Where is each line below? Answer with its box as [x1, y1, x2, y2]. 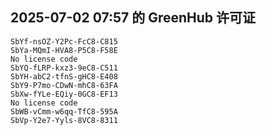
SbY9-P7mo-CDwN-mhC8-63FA [10, 80, 118, 90]
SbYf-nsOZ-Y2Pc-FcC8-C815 [10, 36, 118, 47]
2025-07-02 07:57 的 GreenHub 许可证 [10, 9, 257, 27]
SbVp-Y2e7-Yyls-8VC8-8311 [10, 115, 118, 125]
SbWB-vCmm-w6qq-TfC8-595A [10, 106, 118, 117]
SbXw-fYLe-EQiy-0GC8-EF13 [10, 89, 118, 99]
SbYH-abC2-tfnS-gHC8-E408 [10, 71, 118, 82]
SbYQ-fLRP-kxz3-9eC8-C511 [10, 63, 118, 73]
